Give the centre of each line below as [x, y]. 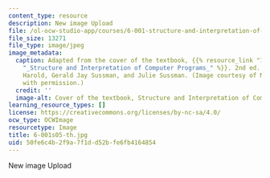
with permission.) [53, 83]
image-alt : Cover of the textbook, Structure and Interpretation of [133, 98]
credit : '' [34, 90]
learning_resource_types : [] [57, 105]
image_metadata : [35, 53]
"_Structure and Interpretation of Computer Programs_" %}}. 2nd [135, 68]
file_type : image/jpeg [46, 46]
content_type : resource [48, 16]
